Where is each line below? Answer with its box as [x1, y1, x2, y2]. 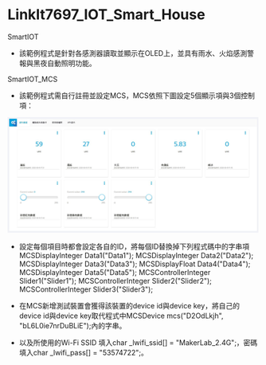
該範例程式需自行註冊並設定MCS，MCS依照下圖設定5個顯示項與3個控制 [18, 90, 256, 100]
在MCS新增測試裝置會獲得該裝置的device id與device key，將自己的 [18, 300, 241, 310]
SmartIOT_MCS [7, 74, 58, 84]
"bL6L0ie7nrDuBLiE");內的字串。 [18, 320, 127, 330]
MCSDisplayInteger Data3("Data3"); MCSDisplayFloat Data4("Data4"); [18, 259, 251, 269]
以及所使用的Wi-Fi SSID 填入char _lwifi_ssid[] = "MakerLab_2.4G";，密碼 [18, 337, 258, 347]
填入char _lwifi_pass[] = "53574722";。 [18, 347, 149, 357]
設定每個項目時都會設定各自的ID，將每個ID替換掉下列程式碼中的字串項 [18, 241, 250, 251]
